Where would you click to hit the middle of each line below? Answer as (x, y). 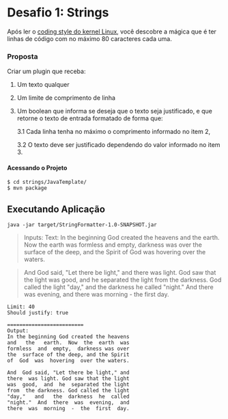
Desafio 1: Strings (58, 13)
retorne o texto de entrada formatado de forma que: (90, 118)
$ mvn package (27, 188)
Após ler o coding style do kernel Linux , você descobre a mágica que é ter (112, 31)
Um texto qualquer (43, 85)
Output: (18, 331)
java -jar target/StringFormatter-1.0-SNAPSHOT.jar (82, 225)
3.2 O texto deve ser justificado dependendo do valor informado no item (118, 145)
